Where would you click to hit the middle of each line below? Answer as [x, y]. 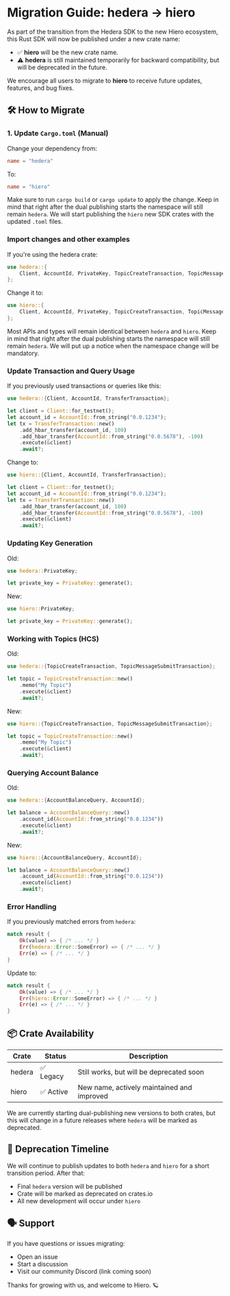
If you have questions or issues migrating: [66, 1243]
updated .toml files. [35, 222]
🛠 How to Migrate [46, 110]
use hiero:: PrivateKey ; [41, 609]
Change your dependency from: [52, 148]
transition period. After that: [46, 1173]
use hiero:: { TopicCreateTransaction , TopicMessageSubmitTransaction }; [110, 724]
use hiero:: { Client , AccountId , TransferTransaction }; [87, 475]
